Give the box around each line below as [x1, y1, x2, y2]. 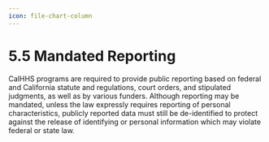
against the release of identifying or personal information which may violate [8, 117, 262, 127]
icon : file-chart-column [8, 11, 93, 20]
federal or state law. [8, 125, 75, 135]
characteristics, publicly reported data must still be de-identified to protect [8, 108, 258, 118]
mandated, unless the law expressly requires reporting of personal [8, 99, 231, 110]
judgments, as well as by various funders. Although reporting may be [8, 91, 240, 101]
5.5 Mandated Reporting [8, 46, 176, 65]
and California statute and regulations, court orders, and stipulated [8, 82, 232, 92]
